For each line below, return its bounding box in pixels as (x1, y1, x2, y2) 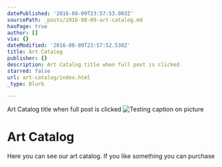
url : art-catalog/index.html (7, 74, 91, 81)
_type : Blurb (7, 80, 45, 87)
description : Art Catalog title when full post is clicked (7, 61, 180, 68)
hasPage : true (7, 23, 48, 30)
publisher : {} (7, 55, 48, 62)
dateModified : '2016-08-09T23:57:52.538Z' (7, 42, 131, 49)
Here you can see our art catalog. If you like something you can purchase (7, 152, 215, 160)
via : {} (7, 36, 30, 43)
